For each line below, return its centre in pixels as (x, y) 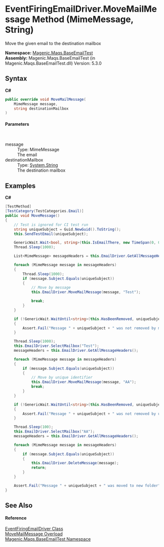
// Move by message (51, 288)
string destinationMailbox (41, 109)
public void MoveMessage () (32, 216)
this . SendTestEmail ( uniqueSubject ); (51, 234)
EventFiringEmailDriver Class (34, 529)
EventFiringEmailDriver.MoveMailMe (81, 9)
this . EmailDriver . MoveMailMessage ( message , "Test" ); (86, 292)
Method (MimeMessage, (83, 19)
